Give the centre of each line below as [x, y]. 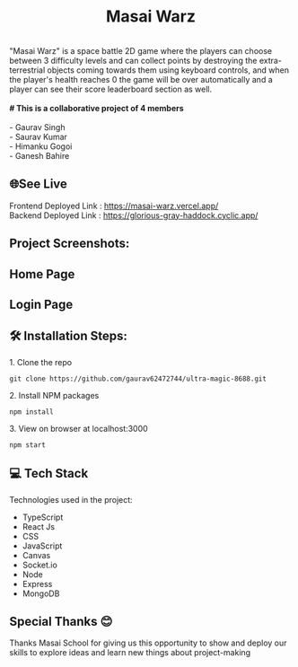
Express [37, 584]
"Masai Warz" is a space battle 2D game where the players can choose [140, 50]
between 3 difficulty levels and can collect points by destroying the [133, 60]
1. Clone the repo [41, 362]
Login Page [41, 304]
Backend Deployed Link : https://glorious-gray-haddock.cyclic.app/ [134, 215]
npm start [28, 445]
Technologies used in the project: [71, 499]
